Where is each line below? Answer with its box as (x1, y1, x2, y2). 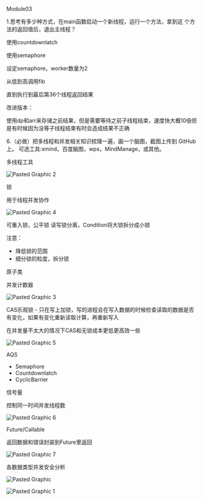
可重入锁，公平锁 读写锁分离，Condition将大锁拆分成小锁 (6, 221, 150, 228)
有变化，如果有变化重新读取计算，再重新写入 (6, 314, 119, 321)
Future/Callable (6, 426, 45, 433)
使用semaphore (6, 52, 46, 59)
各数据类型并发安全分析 (6, 464, 65, 470)
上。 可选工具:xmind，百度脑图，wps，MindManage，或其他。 (6, 146, 165, 152)
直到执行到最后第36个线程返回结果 (6, 91, 94, 98)
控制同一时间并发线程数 (6, 402, 65, 409)
